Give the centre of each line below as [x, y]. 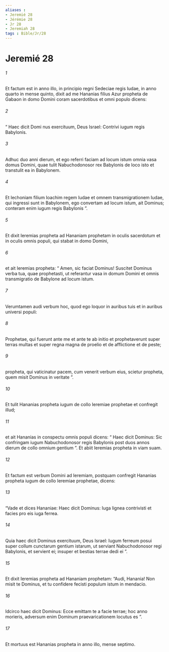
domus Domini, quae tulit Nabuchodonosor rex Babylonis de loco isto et [80, 165]
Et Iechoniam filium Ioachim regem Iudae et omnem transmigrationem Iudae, [84, 197]
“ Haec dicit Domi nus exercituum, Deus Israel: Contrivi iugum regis [75, 127]
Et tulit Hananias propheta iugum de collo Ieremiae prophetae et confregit [81, 405]
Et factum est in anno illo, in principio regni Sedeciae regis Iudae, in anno [81, 89]
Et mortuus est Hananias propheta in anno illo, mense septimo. [70, 644]
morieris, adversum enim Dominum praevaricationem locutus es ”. [74, 617]
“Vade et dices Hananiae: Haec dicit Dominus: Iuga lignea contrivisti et [78, 508]
